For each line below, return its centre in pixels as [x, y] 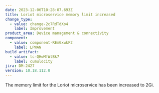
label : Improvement [35, 29]
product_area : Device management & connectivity [57, 33]
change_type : [19, 19]
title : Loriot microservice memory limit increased [60, 15]
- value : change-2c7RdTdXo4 [39, 24]
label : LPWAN [28, 47]
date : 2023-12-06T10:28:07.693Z [39, 10]
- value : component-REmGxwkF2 [41, 43]
